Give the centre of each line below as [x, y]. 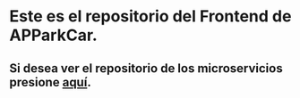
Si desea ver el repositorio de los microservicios [146, 68]
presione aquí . [50, 82]
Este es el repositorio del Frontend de [150, 16]
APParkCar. [54, 35]
